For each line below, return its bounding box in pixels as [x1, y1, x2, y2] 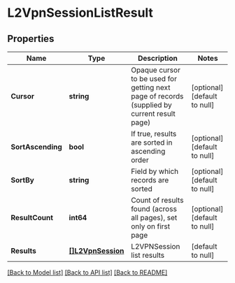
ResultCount [10, 213, 54, 222]
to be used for [130, 74, 177, 83]
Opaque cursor [130, 65, 180, 75]
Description [137, 54, 178, 63]
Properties [7, 33, 55, 45]
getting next [130, 82, 171, 92]
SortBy [10, 175, 35, 184]
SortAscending [10, 142, 63, 152]
